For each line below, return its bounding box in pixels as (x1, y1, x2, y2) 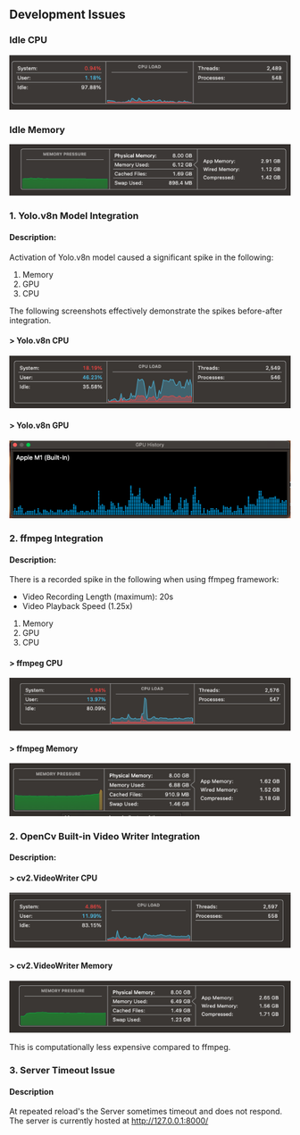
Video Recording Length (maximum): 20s (21, 591, 174, 602)
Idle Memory (9, 123, 65, 136)
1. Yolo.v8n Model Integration (9, 210, 139, 222)
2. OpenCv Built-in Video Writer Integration (9, 830, 201, 842)
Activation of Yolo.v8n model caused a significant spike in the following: (9, 252, 274, 263)
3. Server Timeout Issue (9, 1064, 116, 1076)
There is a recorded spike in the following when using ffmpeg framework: (9, 574, 279, 585)
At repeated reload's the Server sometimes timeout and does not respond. (9, 1106, 283, 1117)
